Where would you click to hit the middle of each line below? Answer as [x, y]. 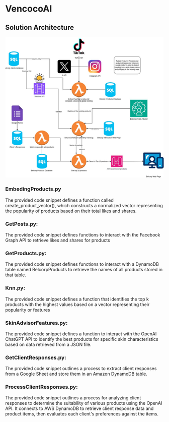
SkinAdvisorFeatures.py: [36, 323]
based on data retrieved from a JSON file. [48, 344]
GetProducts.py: [26, 253]
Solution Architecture [40, 27]
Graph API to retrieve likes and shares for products [58, 240]
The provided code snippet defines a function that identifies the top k [77, 299]
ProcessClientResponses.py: [41, 387]
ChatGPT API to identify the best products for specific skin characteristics [82, 339]
